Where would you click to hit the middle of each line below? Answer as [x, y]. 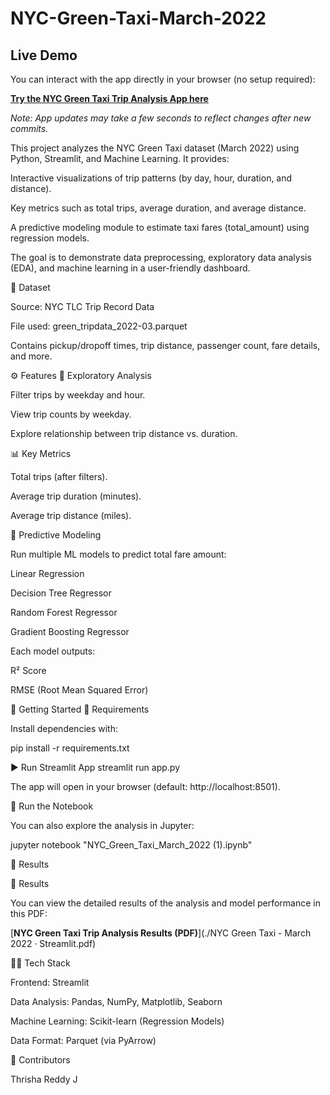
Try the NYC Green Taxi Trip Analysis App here [109, 98]
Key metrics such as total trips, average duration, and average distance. [158, 208]
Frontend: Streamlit [50, 982]
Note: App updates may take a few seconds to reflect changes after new [161, 118]
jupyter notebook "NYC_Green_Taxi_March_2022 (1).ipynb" [131, 845]
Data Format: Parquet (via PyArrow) [83, 1040]
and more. [31, 356]
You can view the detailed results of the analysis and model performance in [165, 903]
